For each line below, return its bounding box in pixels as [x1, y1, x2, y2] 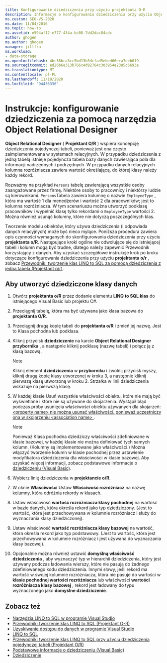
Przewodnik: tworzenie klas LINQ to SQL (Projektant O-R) [12, 621, 130, 627]
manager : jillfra [5, 44, 41, 49]
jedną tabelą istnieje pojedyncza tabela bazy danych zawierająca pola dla [5, 156, 156, 162]
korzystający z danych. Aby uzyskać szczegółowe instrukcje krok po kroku [5, 249, 159, 255]
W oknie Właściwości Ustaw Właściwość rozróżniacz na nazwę [12, 485, 146, 491]
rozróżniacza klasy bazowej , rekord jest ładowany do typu [12, 582, 135, 588]
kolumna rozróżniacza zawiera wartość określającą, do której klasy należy [5, 167, 157, 173]
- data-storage [5, 53, 37, 59]
